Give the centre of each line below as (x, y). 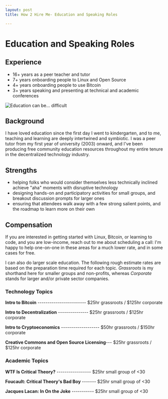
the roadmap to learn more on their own (54, 209)
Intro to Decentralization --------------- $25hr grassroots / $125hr (74, 312)
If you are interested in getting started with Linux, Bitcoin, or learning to (79, 237)
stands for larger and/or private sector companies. (57, 279)
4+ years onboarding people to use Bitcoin (57, 85)
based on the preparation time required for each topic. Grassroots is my (79, 268)
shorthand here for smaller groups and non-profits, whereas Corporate (78, 273)
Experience (23, 62)
